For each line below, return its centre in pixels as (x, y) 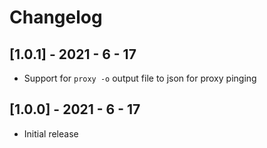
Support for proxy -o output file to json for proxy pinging (140, 78)
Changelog (56, 17)
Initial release (51, 133)
